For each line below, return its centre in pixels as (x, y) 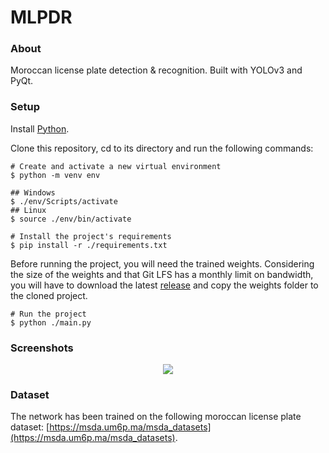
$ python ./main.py (51, 322)
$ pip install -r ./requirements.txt (89, 245)
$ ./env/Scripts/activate (64, 201)
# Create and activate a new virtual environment (116, 166)
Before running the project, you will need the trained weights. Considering (162, 263)
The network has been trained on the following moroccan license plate (156, 417)
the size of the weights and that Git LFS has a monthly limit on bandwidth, (162, 274)
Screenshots (42, 348)
